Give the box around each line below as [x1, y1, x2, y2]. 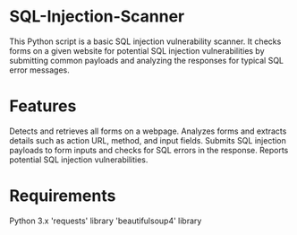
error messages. [9, 65, 70, 75]
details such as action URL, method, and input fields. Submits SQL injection [9, 135, 286, 145]
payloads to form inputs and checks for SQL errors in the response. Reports [9, 144, 289, 155]
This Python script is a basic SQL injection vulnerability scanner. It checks [9, 36, 282, 47]
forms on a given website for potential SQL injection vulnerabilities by [9, 45, 266, 56]
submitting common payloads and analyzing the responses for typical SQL [9, 55, 284, 65]
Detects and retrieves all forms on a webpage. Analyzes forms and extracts [9, 126, 287, 136]
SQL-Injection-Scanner [9, 6, 185, 27]
